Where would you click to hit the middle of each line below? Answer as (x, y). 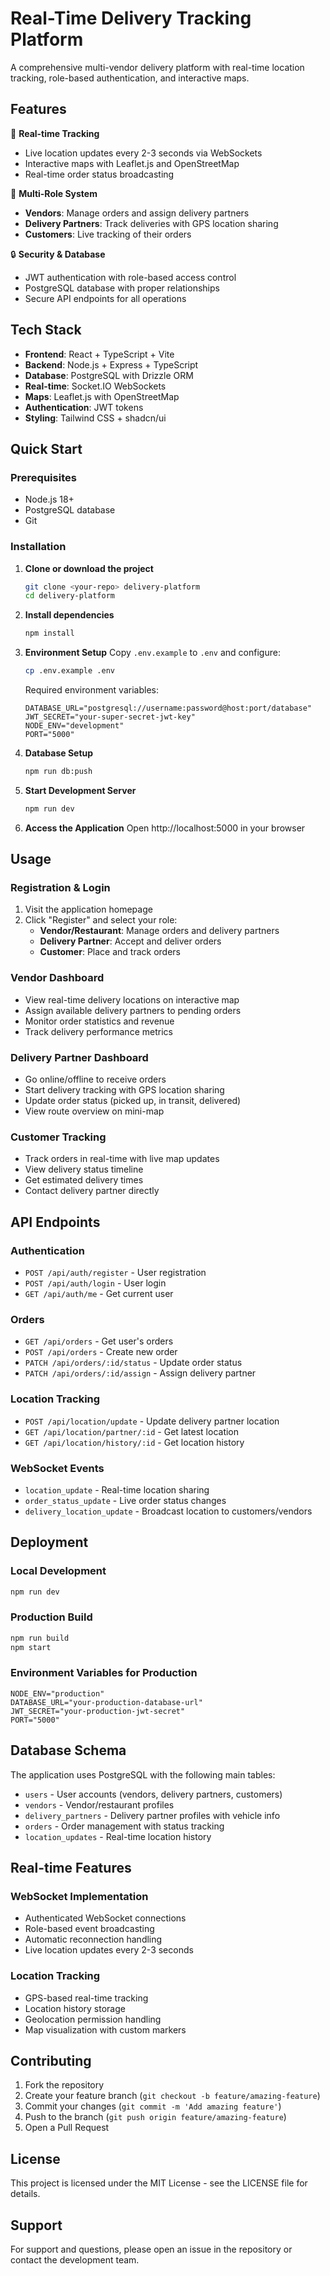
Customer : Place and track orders (110, 952)
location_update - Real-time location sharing (117, 1489)
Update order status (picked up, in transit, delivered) (133, 1101)
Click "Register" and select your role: (101, 920)
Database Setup (59, 753)
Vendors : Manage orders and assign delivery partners (137, 213)
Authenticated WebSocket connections (105, 1918)
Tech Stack (46, 330)
